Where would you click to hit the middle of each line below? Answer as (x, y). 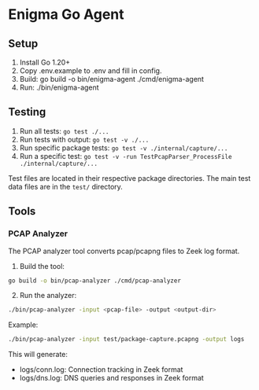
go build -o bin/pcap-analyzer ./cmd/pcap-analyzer (94, 281)
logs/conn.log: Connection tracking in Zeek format (101, 370)
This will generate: (38, 355)
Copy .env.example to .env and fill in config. (91, 71)
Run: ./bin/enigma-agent (59, 87)
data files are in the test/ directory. (66, 186)
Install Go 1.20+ (45, 62)
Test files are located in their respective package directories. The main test (129, 178)
